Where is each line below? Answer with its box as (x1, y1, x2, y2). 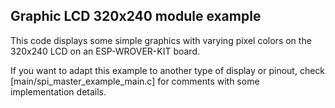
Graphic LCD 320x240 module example (10, 8, 262, 25)
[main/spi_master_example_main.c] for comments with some (10, 75, 260, 87)
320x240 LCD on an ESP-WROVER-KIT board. (10, 45, 200, 57)
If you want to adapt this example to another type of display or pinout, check (10, 64, 326, 76)
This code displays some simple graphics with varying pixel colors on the (10, 34, 312, 46)
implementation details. (10, 85, 107, 98)
